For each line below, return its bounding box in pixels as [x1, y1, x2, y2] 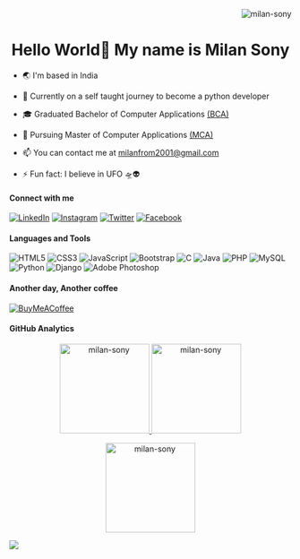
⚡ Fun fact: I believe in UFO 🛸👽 [21, 168, 141, 179]
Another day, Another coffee [9, 282, 118, 293]
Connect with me [9, 193, 74, 203]
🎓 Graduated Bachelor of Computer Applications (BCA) [21, 108, 230, 119]
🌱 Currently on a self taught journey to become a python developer [21, 90, 270, 101]
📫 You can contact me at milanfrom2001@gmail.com [21, 147, 219, 158]
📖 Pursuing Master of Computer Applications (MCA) [21, 129, 214, 140]
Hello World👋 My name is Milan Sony [11, 40, 290, 60]
